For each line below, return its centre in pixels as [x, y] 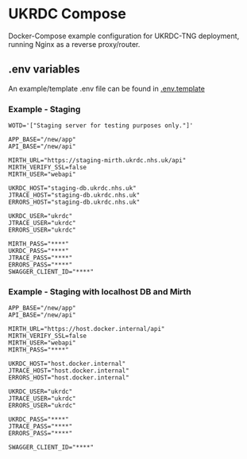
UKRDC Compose [68, 14]
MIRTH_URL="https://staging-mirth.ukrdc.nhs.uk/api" [97, 161]
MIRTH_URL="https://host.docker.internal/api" [87, 329]
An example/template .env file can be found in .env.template [106, 88]
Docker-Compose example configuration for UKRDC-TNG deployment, [124, 36]
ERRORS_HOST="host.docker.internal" [69, 378]
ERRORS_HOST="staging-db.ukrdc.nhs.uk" [74, 202]
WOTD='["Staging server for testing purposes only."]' [101, 126]
